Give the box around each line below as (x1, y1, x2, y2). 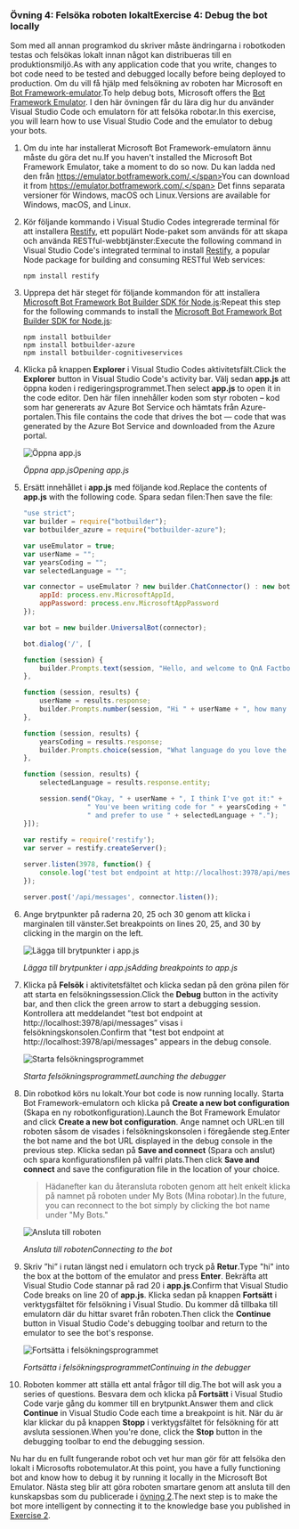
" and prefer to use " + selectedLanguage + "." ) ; (86, 810, 279, 819)
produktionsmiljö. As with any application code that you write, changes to (10, 59, 277, 70)
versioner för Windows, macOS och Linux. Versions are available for (22, 190, 271, 200)
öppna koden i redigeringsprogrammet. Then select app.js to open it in (22, 383, 281, 394)
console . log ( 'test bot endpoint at (39, 868, 172, 877)
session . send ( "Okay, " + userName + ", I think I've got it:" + (39, 794, 283, 803)
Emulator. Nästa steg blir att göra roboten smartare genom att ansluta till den (10, 1481, 291, 1492)
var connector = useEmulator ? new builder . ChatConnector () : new (22, 582, 275, 591)
